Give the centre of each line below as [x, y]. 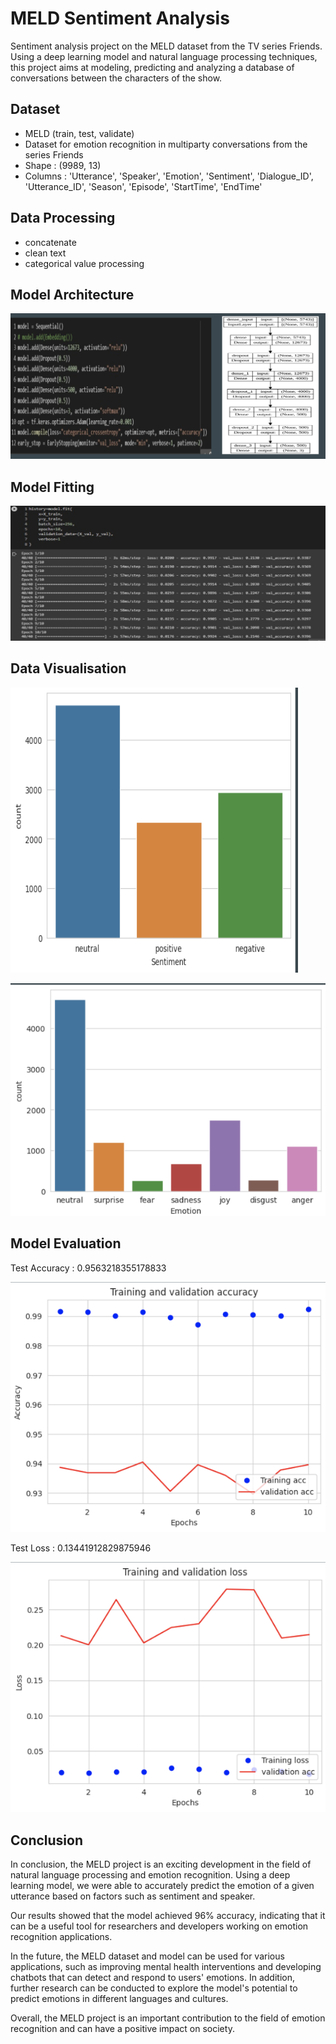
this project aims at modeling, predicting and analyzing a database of [152, 67]
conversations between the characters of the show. [116, 78]
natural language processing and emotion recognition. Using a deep [150, 1875]
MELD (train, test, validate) [79, 133]
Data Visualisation [68, 668]
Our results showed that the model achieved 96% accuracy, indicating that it [168, 1916]
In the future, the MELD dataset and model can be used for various [147, 1956]
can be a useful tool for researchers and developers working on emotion [159, 1926]
